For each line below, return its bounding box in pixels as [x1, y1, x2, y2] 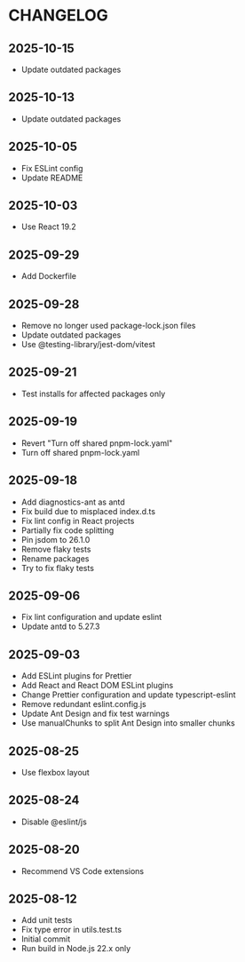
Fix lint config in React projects [20, 515, 135, 526]
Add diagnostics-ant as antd [20, 497, 125, 507]
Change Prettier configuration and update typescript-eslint [20, 689, 236, 700]
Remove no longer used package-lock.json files [20, 321, 196, 331]
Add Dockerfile [20, 271, 77, 282]
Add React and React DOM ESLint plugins [20, 680, 174, 691]
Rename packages [20, 553, 90, 564]
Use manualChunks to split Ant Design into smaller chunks [20, 718, 236, 728]
